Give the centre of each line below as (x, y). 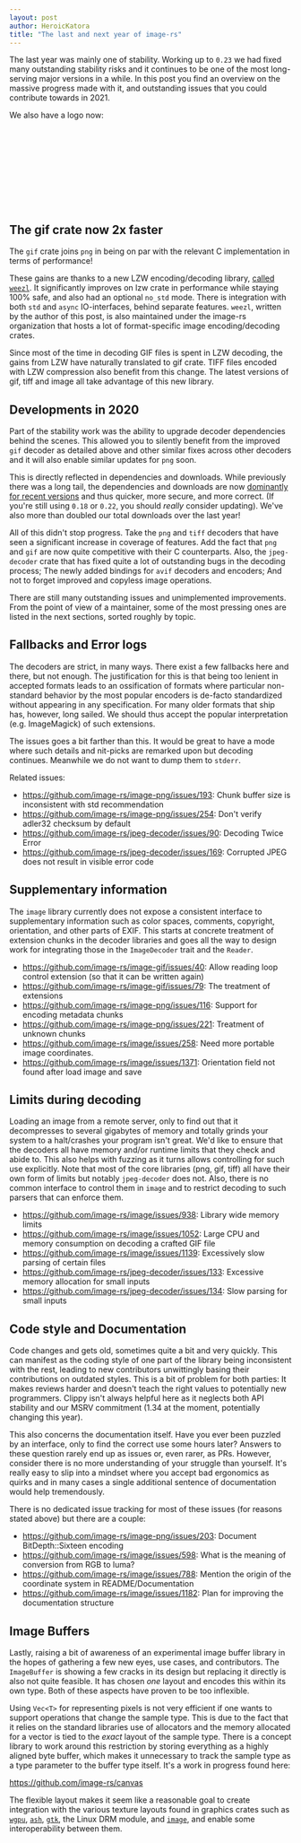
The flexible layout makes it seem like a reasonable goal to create (130, 1800)
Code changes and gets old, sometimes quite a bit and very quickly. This (143, 1351)
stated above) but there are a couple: (77, 1519)
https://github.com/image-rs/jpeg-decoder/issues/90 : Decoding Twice (153, 833)
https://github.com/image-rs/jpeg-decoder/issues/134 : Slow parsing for (155, 1291)
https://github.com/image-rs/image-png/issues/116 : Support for (140, 1004)
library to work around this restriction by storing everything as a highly (139, 1746)
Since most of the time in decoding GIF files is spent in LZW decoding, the (146, 353)
